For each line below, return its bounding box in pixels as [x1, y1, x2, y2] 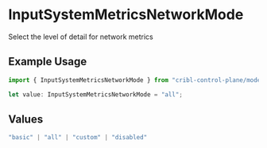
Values [8, 112, 44, 126]
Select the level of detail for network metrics [8, 32, 153, 41]
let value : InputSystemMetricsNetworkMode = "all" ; [8, 90, 183, 99]
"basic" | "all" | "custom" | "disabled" [8, 134, 148, 142]
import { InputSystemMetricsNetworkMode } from [8, 76, 169, 84]
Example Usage [8, 55, 87, 68]
